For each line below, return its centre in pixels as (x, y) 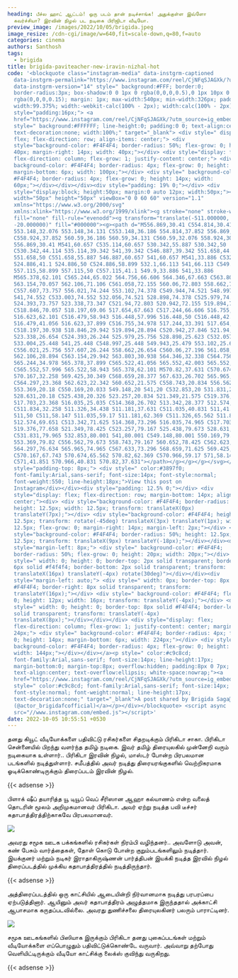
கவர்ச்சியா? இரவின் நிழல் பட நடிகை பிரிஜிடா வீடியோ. (82, 21)
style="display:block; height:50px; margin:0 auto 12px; (100, 192)
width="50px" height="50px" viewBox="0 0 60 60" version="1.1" (109, 198)
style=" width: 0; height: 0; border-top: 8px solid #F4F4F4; (107, 607)
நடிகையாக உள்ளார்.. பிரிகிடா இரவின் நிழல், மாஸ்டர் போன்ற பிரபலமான (106, 755)
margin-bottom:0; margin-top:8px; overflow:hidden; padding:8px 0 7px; (122, 666)
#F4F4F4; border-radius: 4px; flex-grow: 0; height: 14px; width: (114, 179)
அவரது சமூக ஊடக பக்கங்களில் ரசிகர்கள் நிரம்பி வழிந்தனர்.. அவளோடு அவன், (115, 842)
